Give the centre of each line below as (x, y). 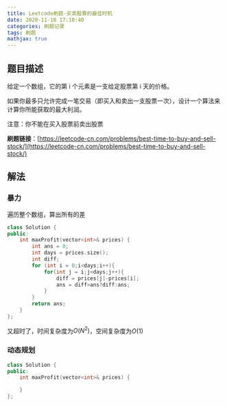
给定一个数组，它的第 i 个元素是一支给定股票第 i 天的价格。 (90, 86)
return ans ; (49, 304)
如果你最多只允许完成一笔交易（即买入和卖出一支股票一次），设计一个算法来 (114, 101)
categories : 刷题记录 (36, 26)
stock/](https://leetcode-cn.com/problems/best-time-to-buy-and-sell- (106, 146)
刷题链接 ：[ (23, 139)
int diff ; (46, 259)
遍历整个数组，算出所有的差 (46, 214)
